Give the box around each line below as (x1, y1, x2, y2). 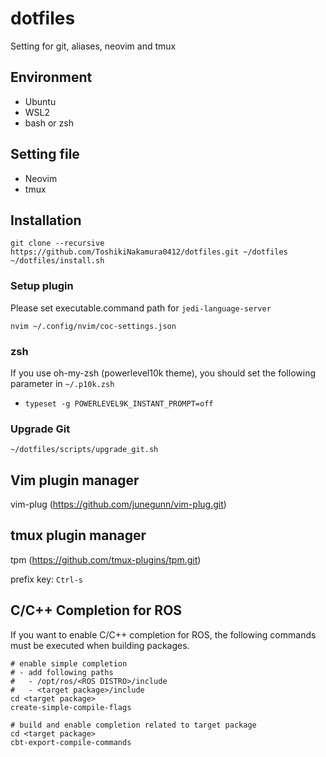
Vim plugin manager (10, 472, 140, 489)
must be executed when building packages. (10, 639, 190, 651)
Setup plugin (10, 279, 74, 293)
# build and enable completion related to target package (10, 720, 257, 730)
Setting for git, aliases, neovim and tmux (10, 40, 177, 52)
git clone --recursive (10, 238, 105, 249)
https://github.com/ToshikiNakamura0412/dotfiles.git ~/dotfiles (10, 247, 288, 257)
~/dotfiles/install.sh (10, 256, 105, 266)
